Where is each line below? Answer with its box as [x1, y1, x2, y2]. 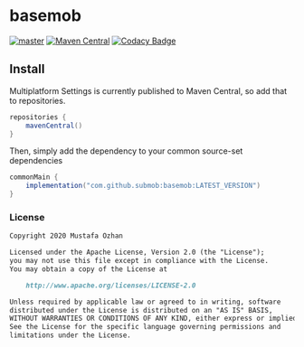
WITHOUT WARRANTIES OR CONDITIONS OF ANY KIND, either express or [9, 314, 265, 324]
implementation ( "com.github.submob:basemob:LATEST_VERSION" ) [25, 182, 261, 191]
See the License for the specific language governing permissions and [9, 323, 281, 332]
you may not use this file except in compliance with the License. [9, 257, 270, 266]
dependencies [9, 155, 63, 166]
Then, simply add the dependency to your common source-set [9, 145, 243, 156]
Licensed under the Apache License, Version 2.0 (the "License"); [9, 248, 265, 258]
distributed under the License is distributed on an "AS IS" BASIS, [9, 305, 273, 314]
